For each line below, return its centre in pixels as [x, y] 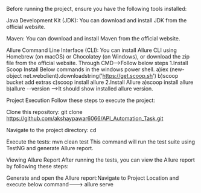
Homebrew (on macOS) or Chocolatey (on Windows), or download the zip [98, 56]
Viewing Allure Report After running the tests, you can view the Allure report [101, 160]
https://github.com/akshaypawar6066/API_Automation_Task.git [85, 118]
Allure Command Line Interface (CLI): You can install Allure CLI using [91, 50]
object [14, 76]
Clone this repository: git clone [44, 112]
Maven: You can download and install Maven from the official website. [93, 38]
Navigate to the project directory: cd [51, 130]
